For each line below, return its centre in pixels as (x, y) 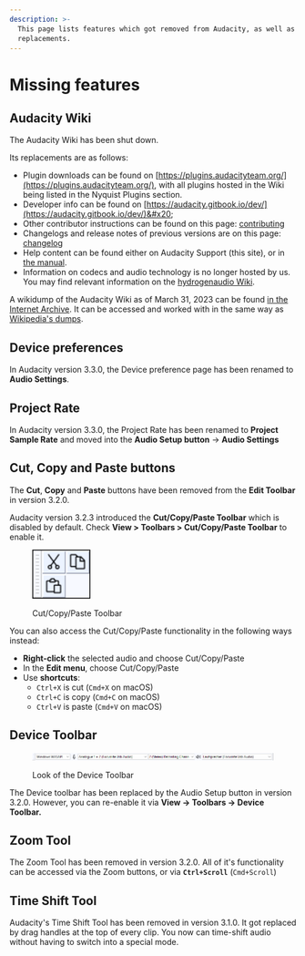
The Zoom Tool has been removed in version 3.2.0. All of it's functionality (147, 862)
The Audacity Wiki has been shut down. (84, 140)
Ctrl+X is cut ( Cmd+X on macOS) (95, 687)
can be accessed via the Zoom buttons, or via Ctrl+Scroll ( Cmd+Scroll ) (143, 872)
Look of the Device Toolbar (83, 775)
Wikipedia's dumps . (46, 319)
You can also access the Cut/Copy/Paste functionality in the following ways (151, 631)
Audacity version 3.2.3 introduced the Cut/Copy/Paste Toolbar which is (144, 517)
